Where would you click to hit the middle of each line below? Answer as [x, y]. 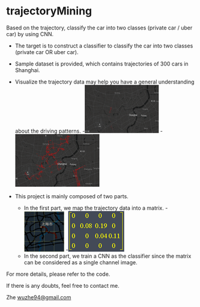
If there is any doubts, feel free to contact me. [63, 285]
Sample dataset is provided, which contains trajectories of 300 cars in [102, 64]
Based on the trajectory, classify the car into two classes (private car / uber [99, 28]
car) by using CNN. [30, 34]
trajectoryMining [49, 11]
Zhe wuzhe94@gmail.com [39, 297]
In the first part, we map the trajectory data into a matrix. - [96, 208]
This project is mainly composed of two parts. [72, 196]
